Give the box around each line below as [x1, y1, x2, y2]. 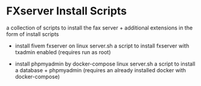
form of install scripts [6, 30, 59, 37]
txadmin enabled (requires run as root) [14, 48, 111, 55]
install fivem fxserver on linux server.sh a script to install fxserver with [14, 42, 190, 49]
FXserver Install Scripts [6, 4, 127, 18]
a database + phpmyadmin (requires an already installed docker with [14, 66, 186, 73]
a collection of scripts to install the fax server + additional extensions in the [6, 24, 193, 31]
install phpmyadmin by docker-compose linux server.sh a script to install [14, 60, 196, 67]
